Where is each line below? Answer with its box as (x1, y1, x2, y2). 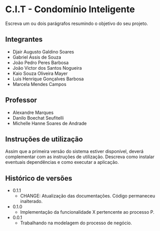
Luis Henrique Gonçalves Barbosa (12, 75, 84, 82)
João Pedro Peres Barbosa (12, 60, 69, 66)
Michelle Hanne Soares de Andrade (12, 120, 87, 126)
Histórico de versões (5, 174, 72, 183)
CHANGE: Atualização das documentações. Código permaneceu (20, 193, 155, 199)
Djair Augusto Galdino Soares (12, 48, 74, 54)
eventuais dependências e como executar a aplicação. (5, 159, 119, 165)
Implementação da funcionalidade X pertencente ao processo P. (20, 209, 154, 215)
